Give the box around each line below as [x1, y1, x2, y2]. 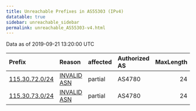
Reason [59, 58, 81, 66]
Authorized [117, 55, 150, 63]
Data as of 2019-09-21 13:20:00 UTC [6, 41, 94, 48]
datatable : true [6, 14, 45, 20]
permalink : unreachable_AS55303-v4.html [6, 24, 106, 31]
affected [87, 58, 112, 66]
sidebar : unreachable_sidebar [6, 19, 80, 25]
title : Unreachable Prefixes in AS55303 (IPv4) [6, 8, 124, 15]
